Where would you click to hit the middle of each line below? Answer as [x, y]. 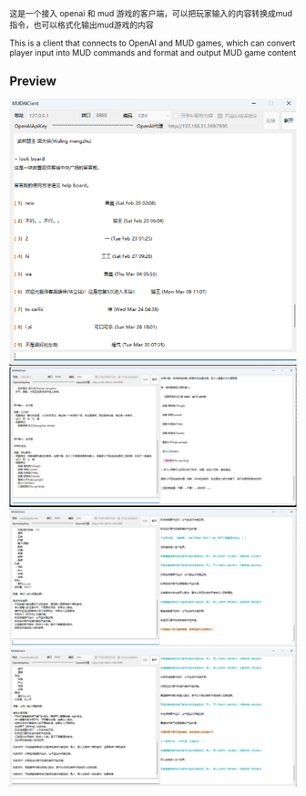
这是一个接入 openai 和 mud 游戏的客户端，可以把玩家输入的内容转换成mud [151, 13]
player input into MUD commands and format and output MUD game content [153, 52]
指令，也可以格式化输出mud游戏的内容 [82, 25]
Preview [33, 82]
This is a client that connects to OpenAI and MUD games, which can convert [153, 43]
